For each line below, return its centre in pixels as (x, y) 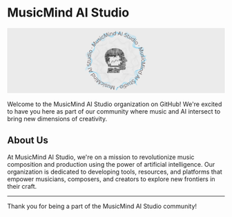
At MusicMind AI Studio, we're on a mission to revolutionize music (101, 157)
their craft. (22, 186)
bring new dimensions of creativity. (57, 119)
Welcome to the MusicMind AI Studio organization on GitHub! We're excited (115, 104)
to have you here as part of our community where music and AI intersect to (114, 112)
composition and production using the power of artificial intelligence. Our (111, 164)
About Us (28, 140)
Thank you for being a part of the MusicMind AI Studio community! (102, 206)
